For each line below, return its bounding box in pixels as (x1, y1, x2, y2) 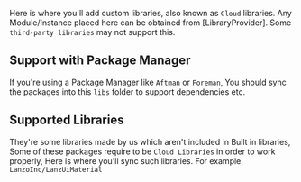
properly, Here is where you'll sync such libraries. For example (9, 155, 242, 166)
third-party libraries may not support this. (9, 27, 176, 37)
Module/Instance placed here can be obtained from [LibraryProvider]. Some (9, 17, 292, 28)
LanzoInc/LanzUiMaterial (9, 165, 103, 174)
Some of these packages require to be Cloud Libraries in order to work (9, 146, 276, 157)
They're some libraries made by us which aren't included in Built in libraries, (9, 136, 291, 147)
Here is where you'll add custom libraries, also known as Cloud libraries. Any (9, 8, 293, 18)
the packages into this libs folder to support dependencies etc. (9, 86, 246, 97)
